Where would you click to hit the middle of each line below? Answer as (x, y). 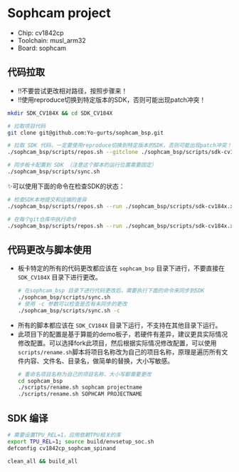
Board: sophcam (42, 48)
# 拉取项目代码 (27, 126)
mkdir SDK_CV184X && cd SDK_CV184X (60, 113)
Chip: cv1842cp (41, 33)
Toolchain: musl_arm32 (52, 40)
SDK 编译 (28, 418)
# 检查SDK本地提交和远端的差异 (47, 200)
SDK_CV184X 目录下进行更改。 (59, 277)
